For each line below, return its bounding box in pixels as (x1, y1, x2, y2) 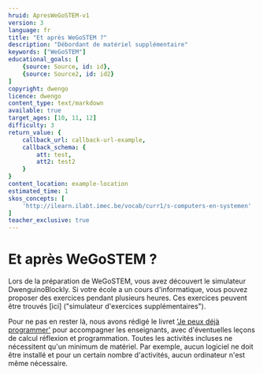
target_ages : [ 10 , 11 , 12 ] (8, 114, 97, 122)
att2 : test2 (36, 158, 76, 166)
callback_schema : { (22, 143, 87, 151)
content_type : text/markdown (8, 99, 104, 107)
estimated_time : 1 (8, 187, 69, 195)
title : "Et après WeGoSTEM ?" (8, 33, 108, 42)
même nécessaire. (8, 359, 69, 368)
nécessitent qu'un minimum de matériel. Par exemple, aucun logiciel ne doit (8, 342, 254, 351)
